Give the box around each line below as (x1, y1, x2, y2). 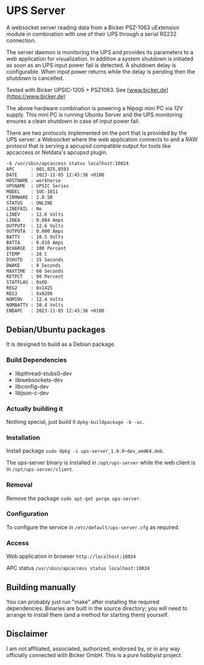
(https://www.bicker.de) (6, 93, 66, 100)
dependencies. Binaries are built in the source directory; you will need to (6, 604, 188, 612)
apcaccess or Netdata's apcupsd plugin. (6, 149, 108, 156)
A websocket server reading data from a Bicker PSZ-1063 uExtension (6, 24, 180, 31)
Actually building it (6, 404, 63, 413)
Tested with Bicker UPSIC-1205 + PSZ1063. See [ (6, 86, 129, 93)
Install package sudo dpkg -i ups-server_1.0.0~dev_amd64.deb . (6, 447, 165, 454)
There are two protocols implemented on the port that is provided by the (6, 129, 187, 136)
